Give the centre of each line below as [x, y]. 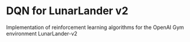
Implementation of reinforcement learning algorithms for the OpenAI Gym [95, 27]
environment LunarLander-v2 [42, 33]
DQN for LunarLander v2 [67, 11]
